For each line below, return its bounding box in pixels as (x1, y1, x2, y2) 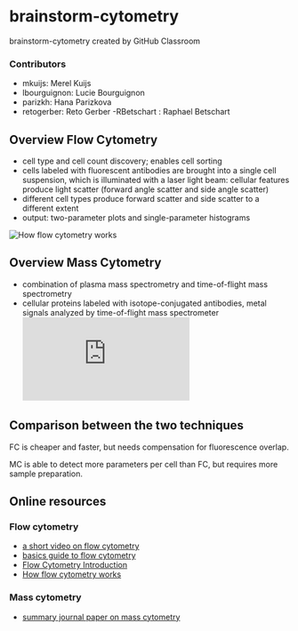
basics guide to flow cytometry (21, 550, 136, 561)
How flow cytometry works (21, 569, 122, 579)
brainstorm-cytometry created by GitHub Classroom (9, 36, 201, 46)
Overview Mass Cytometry (9, 255, 162, 270)
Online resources (9, 494, 107, 509)
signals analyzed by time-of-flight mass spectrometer (21, 307, 220, 317)
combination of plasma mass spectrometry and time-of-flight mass (21, 278, 269, 290)
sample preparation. (9, 468, 83, 479)
